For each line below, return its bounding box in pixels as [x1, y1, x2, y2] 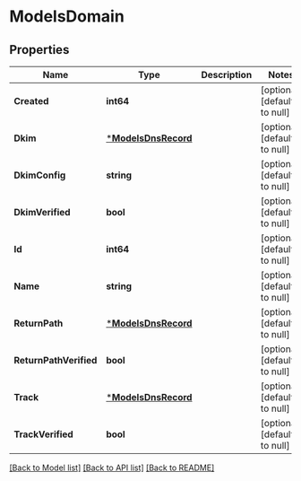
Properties [9, 42, 70, 57]
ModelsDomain [9, 6, 125, 27]
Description [201, 69, 253, 81]
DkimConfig [13, 169, 66, 181]
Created [13, 95, 49, 107]
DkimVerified [13, 206, 71, 218]
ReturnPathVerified [13, 354, 98, 366]
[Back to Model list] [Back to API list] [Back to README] [9, 462, 215, 473]
